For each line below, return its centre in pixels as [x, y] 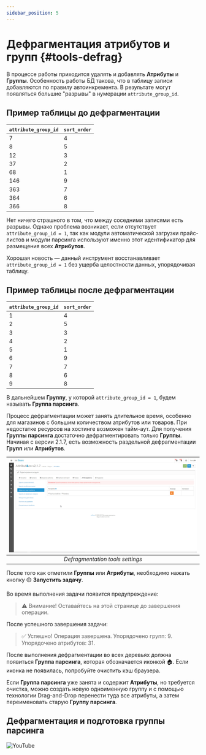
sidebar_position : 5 [33, 13]
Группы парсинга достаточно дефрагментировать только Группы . [94, 435]
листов [15, 240]
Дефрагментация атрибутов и [88, 44]
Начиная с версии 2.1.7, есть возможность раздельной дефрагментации [101, 442]
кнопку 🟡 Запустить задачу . [45, 580]
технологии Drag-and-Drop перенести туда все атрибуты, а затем [93, 695]
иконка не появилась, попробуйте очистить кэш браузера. [83, 670]
